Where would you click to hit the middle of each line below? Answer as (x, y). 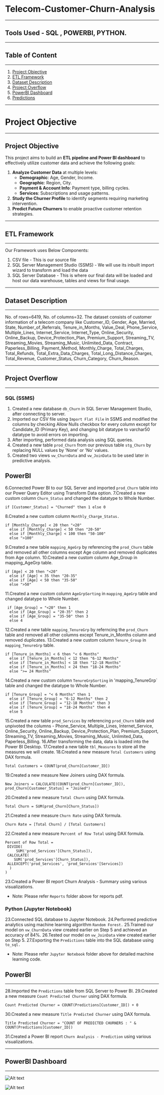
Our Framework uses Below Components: (47, 250)
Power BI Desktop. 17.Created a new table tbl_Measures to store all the (75, 746)
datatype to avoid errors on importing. (50, 435)
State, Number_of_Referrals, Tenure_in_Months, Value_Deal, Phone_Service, (82, 327)
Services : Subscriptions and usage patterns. (64, 193)
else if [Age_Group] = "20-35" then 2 (49, 612)
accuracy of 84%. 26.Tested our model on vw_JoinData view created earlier (81, 935)
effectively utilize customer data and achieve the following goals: (70, 163)
